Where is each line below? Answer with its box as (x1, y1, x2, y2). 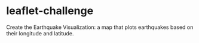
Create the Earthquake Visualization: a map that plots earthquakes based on (6, 24, 194, 31)
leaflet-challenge (6, 4, 94, 18)
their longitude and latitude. (6, 29, 74, 37)
